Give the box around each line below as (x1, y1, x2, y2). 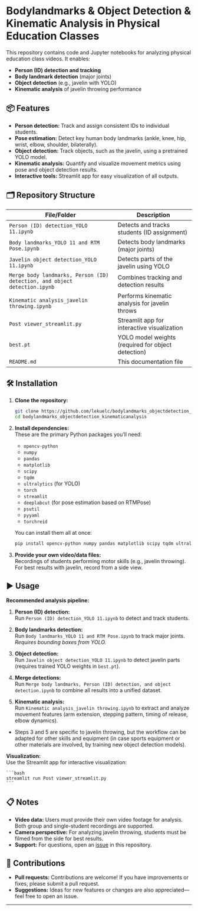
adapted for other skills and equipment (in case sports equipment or (14, 735, 180, 742)
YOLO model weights (117, 333, 176, 341)
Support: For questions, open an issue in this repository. (14, 841, 152, 848)
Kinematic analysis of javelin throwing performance (14, 85, 142, 92)
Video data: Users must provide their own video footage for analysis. (14, 816, 183, 823)
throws (117, 306, 137, 315)
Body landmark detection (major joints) (14, 73, 112, 80)
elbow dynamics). (14, 717, 58, 724)
